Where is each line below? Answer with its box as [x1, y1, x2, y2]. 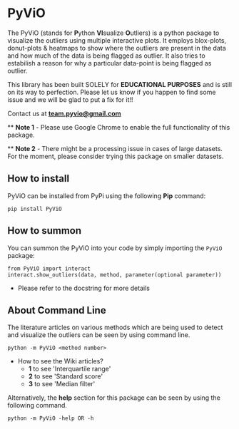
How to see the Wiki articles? [17, 357, 103, 366]
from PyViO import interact [7, 265, 91, 272]
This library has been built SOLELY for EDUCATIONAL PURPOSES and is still [7, 80, 233, 88]
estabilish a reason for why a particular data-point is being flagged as [7, 58, 212, 67]
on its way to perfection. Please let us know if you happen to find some [7, 88, 216, 96]
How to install [7, 172, 70, 185]
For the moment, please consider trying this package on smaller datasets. [7, 152, 224, 160]
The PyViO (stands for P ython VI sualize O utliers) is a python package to [7, 29, 220, 37]
